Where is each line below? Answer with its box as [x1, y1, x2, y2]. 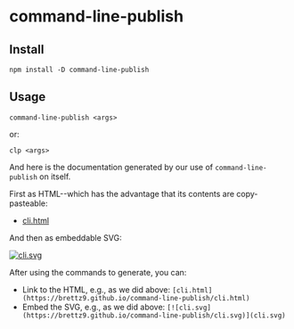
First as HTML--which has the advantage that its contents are [9, 188, 234, 199]
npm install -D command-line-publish [9, 65, 150, 74]
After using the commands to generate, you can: [9, 267, 187, 277]
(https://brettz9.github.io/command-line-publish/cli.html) [21, 293, 250, 302]
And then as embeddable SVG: [9, 232, 122, 243]
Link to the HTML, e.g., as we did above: [21, 284, 171, 295]
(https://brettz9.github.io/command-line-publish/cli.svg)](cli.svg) [21, 310, 287, 320]
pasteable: [9, 198, 48, 209]
